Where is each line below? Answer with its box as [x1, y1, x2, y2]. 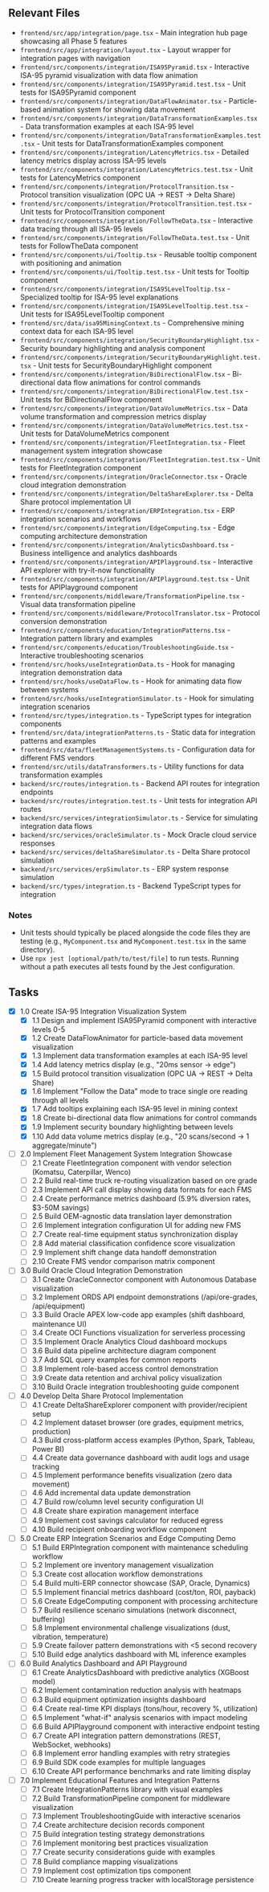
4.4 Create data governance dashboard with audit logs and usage [31, 1453, 250, 1462]
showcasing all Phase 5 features [19, 36, 128, 46]
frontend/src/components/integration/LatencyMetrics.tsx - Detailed [19, 147, 249, 157]
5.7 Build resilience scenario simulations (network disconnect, [31, 1605, 237, 1615]
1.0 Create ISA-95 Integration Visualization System [19, 1006, 187, 1016]
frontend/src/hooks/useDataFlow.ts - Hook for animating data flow [19, 676, 243, 686]
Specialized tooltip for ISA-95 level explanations [19, 292, 179, 302]
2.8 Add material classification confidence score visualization [31, 1238, 235, 1248]
